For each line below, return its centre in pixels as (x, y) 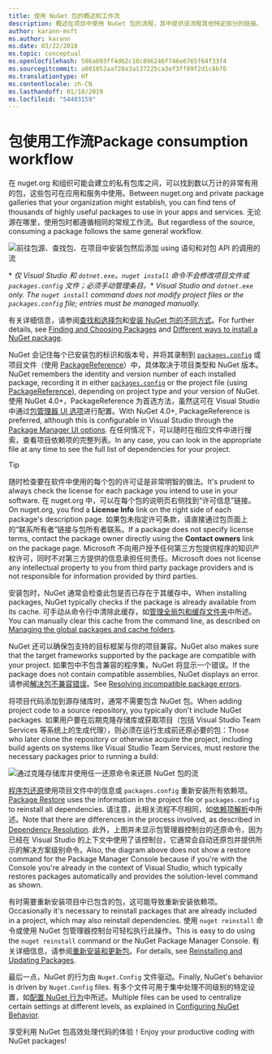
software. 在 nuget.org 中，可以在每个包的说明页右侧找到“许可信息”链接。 (132, 501)
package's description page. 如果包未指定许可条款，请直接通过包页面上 (128, 519)
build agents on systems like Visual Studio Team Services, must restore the (134, 748)
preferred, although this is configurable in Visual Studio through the (121, 420)
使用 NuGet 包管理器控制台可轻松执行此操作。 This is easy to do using (139, 930)
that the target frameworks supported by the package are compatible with (132, 656)
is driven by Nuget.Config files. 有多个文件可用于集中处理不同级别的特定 (128, 987)
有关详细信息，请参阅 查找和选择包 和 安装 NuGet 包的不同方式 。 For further (132, 320)
